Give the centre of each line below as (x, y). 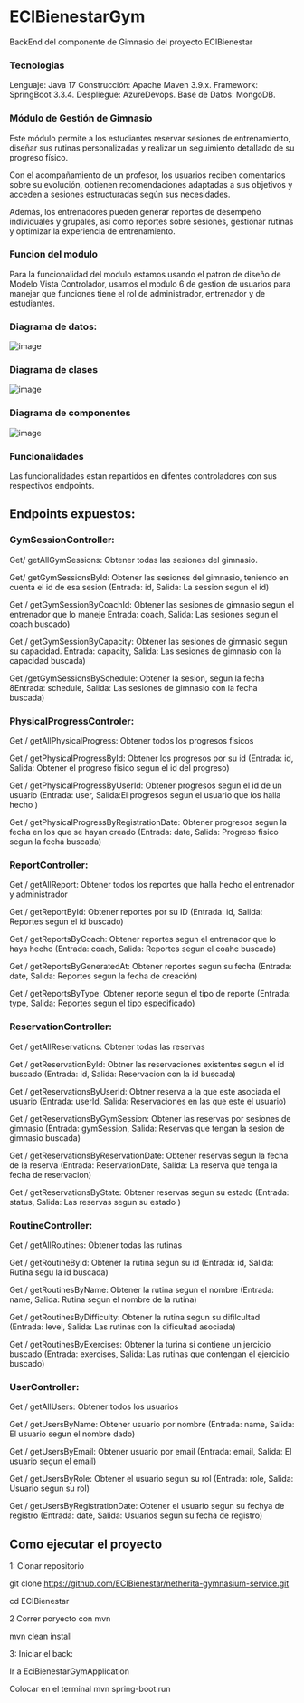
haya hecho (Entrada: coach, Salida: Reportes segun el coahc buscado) (143, 949)
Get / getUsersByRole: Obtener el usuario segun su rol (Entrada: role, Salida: (152, 1479)
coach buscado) (40, 624)
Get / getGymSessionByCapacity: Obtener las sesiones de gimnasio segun (148, 641)
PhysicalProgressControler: (72, 721)
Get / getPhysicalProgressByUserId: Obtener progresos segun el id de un (146, 785)
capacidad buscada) (47, 660)
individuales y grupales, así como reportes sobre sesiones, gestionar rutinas (152, 221)
